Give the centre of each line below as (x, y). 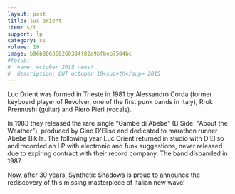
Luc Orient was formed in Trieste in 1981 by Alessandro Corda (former (110, 94)
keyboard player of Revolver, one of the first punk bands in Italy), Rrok (110, 101)
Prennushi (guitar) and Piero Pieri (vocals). (69, 109)
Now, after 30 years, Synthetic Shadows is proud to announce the (104, 175)
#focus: (19, 61)
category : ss (27, 41)
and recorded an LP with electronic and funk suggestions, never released (115, 145)
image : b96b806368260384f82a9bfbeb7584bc (70, 54)
